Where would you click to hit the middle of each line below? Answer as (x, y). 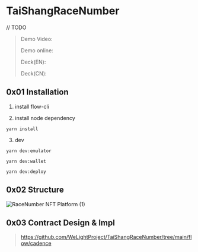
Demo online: (37, 50)
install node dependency (45, 118)
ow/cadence (36, 243)
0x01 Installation (38, 92)
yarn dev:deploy (26, 171)
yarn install (22, 129)
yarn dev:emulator (29, 151)
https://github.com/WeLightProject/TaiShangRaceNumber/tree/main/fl (106, 237)
